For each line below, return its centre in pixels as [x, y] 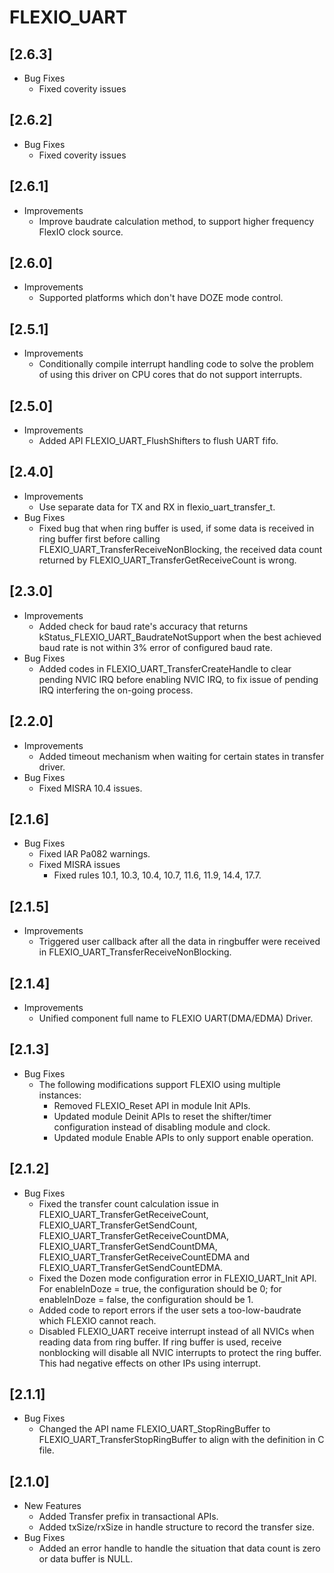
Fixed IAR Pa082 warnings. [94, 854]
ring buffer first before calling [99, 538]
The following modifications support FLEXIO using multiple [159, 1084]
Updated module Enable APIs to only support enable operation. [183, 1137]
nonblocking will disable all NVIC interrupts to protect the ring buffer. [180, 1352]
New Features [52, 1506]
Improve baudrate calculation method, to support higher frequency [176, 221]
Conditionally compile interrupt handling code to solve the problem [176, 364]
